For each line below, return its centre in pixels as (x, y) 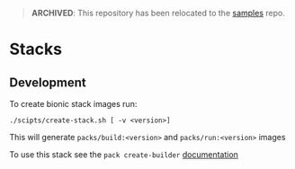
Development (48, 82)
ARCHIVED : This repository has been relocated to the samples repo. (158, 13)
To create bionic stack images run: (73, 104)
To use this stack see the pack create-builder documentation (124, 155)
